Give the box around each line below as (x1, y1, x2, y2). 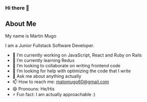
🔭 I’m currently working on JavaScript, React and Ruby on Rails (12, 52, 142, 58)
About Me (5, 20, 36, 28)
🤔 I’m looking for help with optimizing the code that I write (12, 68, 131, 74)
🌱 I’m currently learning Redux (12, 57, 75, 63)
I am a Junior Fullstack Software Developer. (5, 42, 95, 49)
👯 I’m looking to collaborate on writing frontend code (12, 62, 121, 68)
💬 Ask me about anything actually (12, 73, 81, 79)
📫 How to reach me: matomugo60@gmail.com (12, 79, 110, 85)
